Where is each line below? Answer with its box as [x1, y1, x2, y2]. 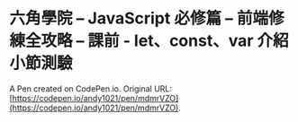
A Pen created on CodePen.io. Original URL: [9, 83, 173, 94]
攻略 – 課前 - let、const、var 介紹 [41, 30, 289, 51]
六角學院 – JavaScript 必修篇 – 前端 [9, 8, 268, 29]
